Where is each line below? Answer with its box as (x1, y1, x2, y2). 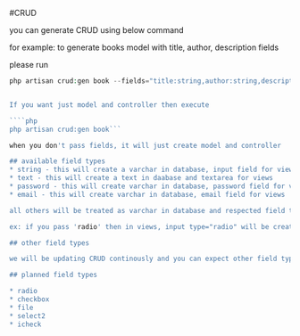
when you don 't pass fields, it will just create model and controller (9, 141, 281, 150)
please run (9, 60, 49, 70)
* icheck (9, 320, 42, 329)
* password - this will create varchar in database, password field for (9, 182, 286, 191)
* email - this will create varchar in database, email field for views (9, 190, 286, 199)
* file (9, 303, 34, 312)
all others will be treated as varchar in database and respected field (9, 206, 286, 215)
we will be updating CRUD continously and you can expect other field (9, 254, 278, 264)
